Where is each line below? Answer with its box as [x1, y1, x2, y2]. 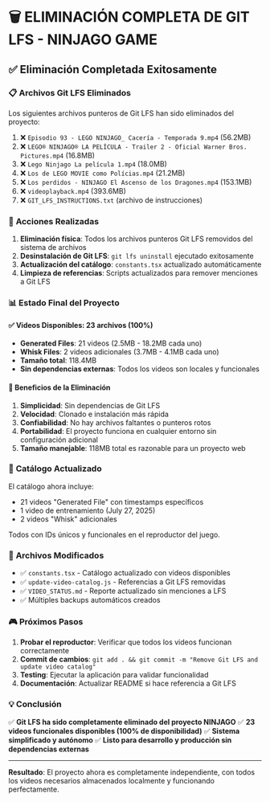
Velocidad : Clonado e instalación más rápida [19, 409, 169, 419]
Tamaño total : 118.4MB [19, 356, 97, 366]
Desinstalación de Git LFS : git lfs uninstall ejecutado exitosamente [19, 252, 255, 261]
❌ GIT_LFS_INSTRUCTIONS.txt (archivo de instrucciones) [19, 195, 203, 205]
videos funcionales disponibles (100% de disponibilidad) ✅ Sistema [8, 726, 240, 735]
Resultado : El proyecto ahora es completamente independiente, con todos [8, 767, 256, 777]
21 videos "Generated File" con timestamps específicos [19, 497, 204, 506]
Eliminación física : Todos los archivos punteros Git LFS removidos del [19, 234, 253, 243]
